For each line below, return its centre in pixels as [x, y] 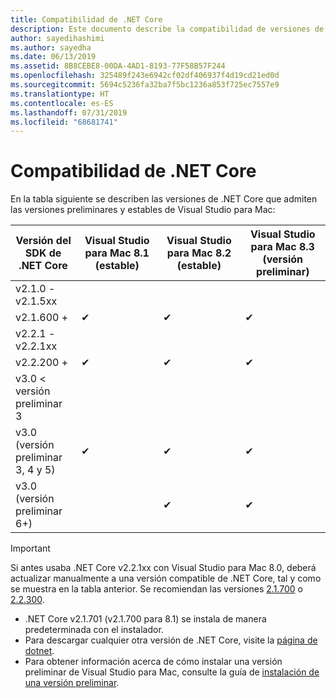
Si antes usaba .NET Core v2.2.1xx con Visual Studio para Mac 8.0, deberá [163, 568]
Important [30, 548]
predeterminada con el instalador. [94, 630]
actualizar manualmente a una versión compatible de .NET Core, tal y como [166, 578]
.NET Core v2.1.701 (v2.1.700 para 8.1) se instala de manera [145, 619]
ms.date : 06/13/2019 [53, 57]
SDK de [43, 253]
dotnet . [39, 651]
